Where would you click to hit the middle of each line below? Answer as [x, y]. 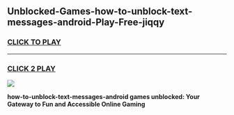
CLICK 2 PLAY [31, 68]
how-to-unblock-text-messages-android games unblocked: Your [104, 96]
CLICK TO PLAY [34, 43]
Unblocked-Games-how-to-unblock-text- [100, 11]
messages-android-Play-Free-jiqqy [86, 23]
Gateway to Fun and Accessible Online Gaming [76, 104]
